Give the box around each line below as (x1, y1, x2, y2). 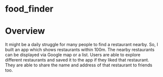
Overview (5, 26, 45, 37)
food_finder (5, 3, 54, 15)
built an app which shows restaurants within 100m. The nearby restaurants (5, 47, 155, 53)
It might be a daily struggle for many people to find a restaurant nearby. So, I (5, 42, 158, 47)
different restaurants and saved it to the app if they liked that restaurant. (5, 57, 149, 63)
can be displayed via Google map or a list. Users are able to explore (5, 52, 141, 58)
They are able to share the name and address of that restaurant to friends (5, 62, 152, 68)
